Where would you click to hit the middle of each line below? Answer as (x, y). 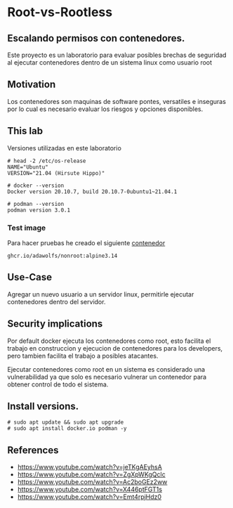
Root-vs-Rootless (60, 12)
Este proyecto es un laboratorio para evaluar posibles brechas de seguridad (117, 55)
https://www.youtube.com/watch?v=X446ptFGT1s (90, 490)
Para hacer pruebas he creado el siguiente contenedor (86, 242)
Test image (27, 228)
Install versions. (43, 406)
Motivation (32, 85)
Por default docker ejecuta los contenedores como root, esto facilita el (109, 341)
